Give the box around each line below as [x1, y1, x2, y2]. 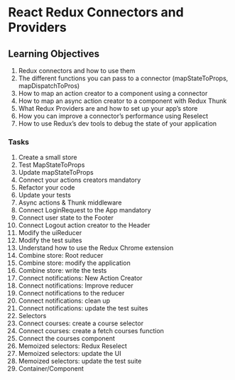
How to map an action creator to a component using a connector [18, 89, 208, 97]
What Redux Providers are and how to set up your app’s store [18, 104, 198, 112]
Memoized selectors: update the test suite [18, 357, 142, 366]
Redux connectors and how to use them [18, 67, 136, 75]
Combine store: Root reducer [18, 251, 104, 260]
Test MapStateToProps [18, 161, 85, 169]
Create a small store [18, 153, 77, 162]
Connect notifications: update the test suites [18, 304, 148, 313]
